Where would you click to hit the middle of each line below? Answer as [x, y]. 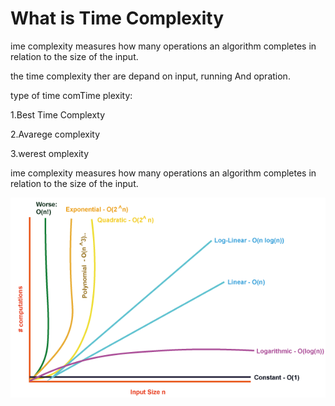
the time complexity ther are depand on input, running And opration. [150, 76]
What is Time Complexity [117, 18]
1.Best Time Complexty [58, 114]
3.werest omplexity [50, 153]
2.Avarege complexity [55, 134]
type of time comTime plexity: [71, 95]
